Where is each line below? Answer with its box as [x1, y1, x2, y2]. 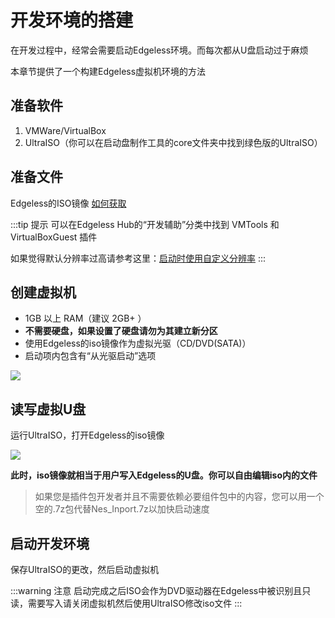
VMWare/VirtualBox [24, 124, 107, 136]
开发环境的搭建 [10, 9, 134, 32]
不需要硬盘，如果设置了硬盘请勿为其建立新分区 [24, 325, 218, 337]
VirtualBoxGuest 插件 [10, 231, 98, 243]
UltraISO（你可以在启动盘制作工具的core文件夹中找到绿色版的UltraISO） [24, 136, 323, 148]
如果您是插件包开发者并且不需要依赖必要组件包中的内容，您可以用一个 [34, 491, 325, 503]
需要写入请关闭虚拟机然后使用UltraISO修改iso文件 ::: [27, 597, 243, 609]
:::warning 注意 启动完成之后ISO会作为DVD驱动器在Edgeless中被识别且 [10, 585, 303, 596]
